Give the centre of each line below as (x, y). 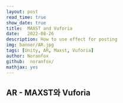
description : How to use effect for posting (62, 39)
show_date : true (26, 23)
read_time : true (26, 17)
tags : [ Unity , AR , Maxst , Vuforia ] (50, 51)
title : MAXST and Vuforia (39, 28)
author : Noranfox (27, 56)
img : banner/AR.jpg (30, 45)
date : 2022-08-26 (30, 34)
